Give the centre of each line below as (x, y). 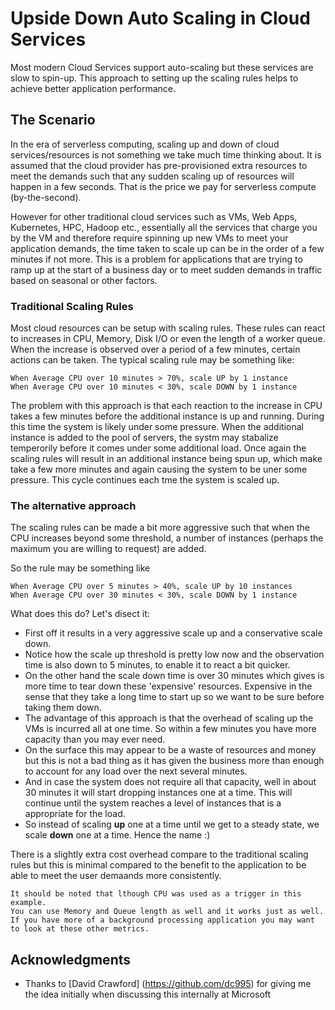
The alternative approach (73, 505)
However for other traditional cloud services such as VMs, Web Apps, (154, 216)
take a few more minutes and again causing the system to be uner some (159, 469)
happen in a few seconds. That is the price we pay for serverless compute (163, 186)
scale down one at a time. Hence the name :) (117, 835)
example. (28, 903)
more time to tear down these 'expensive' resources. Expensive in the (168, 686)
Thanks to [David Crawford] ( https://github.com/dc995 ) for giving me (168, 984)
